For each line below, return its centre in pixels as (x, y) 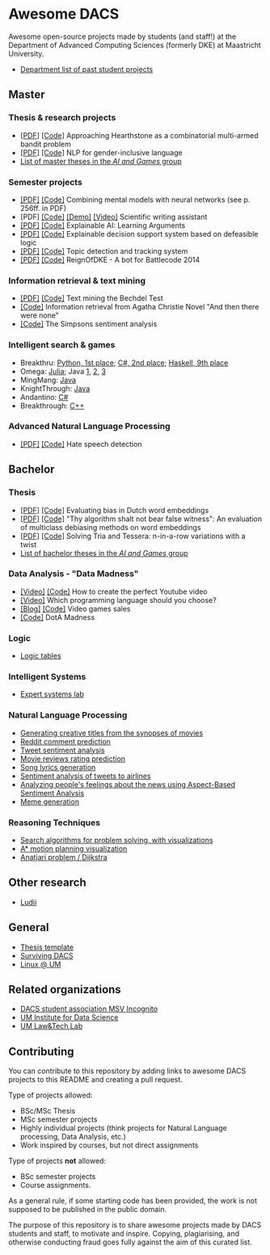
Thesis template (47, 947)
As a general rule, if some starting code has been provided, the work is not (133, 1201)
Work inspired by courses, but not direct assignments (109, 1145)
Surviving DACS (46, 955)
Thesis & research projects (62, 118)
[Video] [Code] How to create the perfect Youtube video (114, 592)
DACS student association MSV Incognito (89, 1009)
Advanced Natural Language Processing (90, 427)
